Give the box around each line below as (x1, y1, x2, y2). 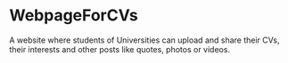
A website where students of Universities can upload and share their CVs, (9, 35, 280, 45)
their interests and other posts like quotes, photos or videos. (9, 43, 230, 54)
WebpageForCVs (9, 5, 138, 26)
